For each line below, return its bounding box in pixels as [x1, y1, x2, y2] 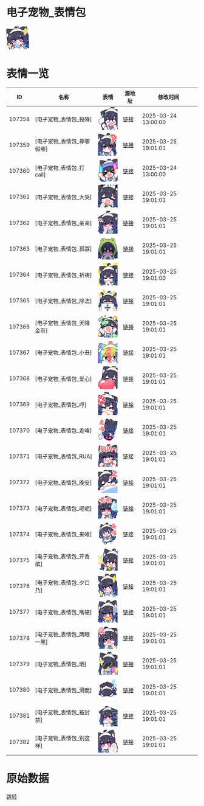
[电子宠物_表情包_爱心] [35, 375, 92, 382]
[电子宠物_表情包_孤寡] [35, 245, 92, 252]
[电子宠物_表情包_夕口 [35, 578, 90, 586]
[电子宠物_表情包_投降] [35, 116, 92, 123]
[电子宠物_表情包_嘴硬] [35, 608, 92, 616]
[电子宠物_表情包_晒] [35, 661, 87, 668]
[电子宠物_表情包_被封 [35, 708, 90, 715]
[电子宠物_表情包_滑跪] [35, 686, 92, 693]
